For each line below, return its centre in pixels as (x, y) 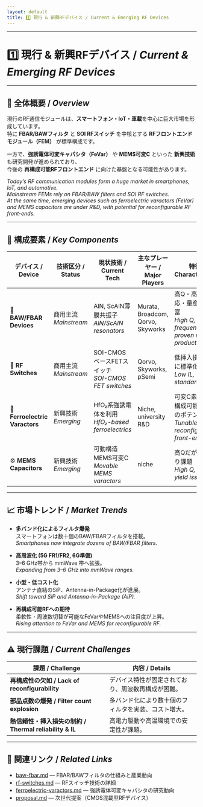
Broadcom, (153, 314)
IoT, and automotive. (33, 188)
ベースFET (108, 361)
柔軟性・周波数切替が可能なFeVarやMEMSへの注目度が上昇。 (91, 616)
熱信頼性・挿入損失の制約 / (48, 721)
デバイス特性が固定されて (145, 680)
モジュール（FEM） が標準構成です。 (52, 141)
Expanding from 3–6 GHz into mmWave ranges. (75, 570)
